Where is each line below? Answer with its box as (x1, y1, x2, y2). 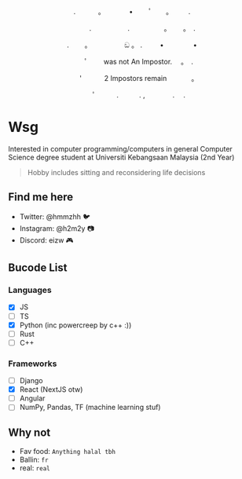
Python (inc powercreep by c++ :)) (19, 320, 132, 330)
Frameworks (8, 358, 57, 369)
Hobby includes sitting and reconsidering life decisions (27, 167, 206, 177)
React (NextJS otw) (19, 385, 83, 394)
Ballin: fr (19, 455, 49, 465)
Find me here (8, 191, 74, 204)
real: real (19, 463, 50, 473)
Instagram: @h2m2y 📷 (19, 223, 94, 233)
